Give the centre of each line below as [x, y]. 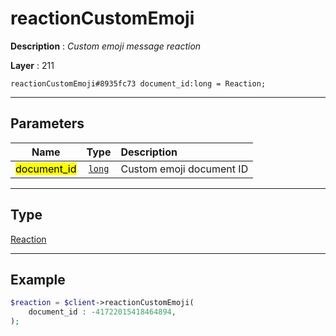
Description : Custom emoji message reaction [106, 46]
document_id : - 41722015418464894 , [102, 312]
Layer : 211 [32, 65]
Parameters [47, 123]
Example [38, 279]
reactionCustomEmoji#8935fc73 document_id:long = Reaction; [138, 83]
